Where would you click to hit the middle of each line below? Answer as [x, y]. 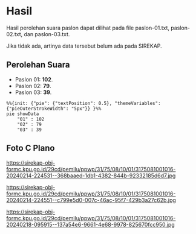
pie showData [23, 114]
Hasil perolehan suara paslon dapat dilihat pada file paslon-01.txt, [88, 28]
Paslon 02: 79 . [33, 86]
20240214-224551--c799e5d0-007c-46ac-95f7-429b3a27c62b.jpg [91, 200]
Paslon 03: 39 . [33, 92]
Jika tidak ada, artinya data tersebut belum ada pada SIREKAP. [84, 46]
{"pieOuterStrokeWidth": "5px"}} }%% [54, 109]
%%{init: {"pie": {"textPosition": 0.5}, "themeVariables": [84, 103]
